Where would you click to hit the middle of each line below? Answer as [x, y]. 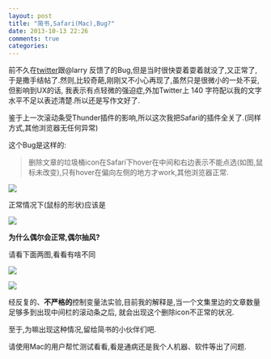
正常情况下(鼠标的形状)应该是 [57, 205]
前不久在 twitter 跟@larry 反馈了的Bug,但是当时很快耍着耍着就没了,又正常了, [133, 71]
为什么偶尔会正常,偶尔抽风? [54, 237]
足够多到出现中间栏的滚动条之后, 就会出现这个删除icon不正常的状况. [121, 312]
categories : [28, 46]
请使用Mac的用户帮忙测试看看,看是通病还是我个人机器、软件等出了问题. [127, 347]
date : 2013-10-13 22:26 [49, 31]
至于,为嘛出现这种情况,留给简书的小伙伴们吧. [83, 330]
